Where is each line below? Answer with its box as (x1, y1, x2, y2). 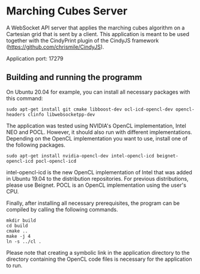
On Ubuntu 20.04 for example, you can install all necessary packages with (6, 88, 190, 96)
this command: (6, 94, 43, 102)
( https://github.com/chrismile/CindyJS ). (6, 43, 105, 50)
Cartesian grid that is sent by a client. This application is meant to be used (6, 30, 190, 37)
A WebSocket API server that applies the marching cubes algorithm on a (6, 24, 185, 31)
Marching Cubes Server (6, 4, 128, 18)
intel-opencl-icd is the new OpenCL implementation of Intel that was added (6, 168, 192, 175)
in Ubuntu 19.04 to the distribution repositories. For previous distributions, (6, 175, 189, 182)
